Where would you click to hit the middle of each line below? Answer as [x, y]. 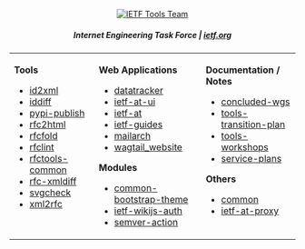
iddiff [40, 102]
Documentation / [243, 70]
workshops [245, 147]
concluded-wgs [256, 102]
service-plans [251, 158]
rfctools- [49, 158]
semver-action [146, 222]
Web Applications [138, 70]
